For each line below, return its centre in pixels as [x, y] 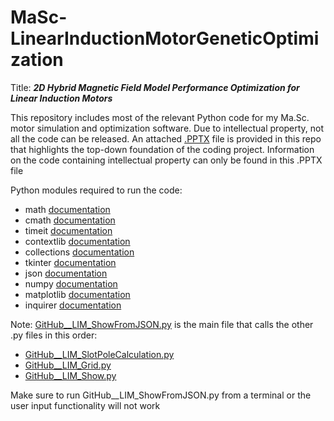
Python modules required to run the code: [96, 190]
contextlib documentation [77, 241]
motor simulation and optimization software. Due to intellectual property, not [167, 128]
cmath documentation [70, 220]
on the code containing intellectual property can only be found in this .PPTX [166, 160]
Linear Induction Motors [61, 98]
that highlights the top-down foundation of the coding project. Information [162, 149]
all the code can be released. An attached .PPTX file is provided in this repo [166, 138]
